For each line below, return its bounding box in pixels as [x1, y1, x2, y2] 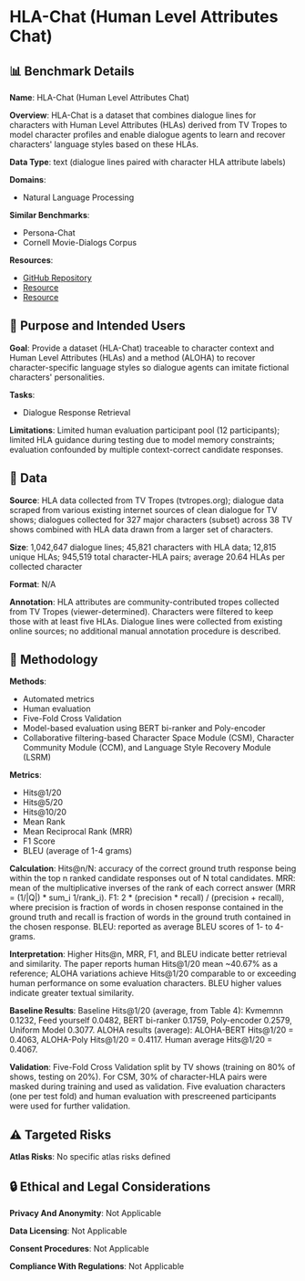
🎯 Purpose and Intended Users [9, 318, 186, 334]
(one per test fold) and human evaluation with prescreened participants [9, 1091, 277, 1102]
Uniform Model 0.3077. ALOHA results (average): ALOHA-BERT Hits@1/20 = [9, 1024, 294, 1035]
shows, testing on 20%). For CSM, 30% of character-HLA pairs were [9, 1071, 268, 1083]
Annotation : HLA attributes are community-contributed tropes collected [9, 596, 280, 607]
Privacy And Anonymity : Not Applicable [9, 1208, 162, 1219]
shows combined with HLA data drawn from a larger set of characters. [9, 523, 273, 535]
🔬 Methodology [9, 652, 98, 667]
